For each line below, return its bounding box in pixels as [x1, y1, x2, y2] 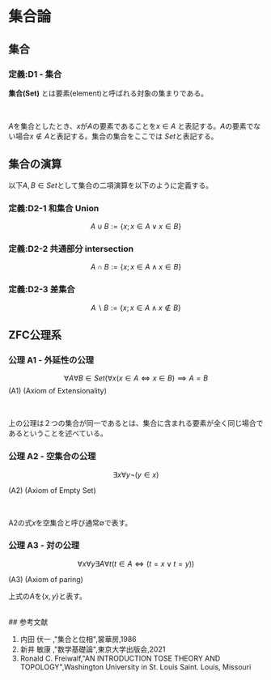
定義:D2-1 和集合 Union [8, 202, 100, 214]
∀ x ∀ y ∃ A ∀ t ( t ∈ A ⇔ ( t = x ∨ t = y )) [77, 559, 195, 568]
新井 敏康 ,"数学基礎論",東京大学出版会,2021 [19, 644, 166, 654]
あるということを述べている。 [8, 428, 108, 438]
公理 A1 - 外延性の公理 [8, 354, 95, 365]
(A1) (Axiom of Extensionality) [8, 386, 108, 396]
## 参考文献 [8, 617, 49, 627]
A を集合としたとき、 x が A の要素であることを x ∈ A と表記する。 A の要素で [8, 121, 254, 130]
